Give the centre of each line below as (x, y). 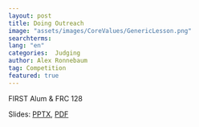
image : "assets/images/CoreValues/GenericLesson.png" (100, 31)
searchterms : (30, 38)
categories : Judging (45, 53)
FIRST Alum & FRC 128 (45, 98)
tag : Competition (37, 68)
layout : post (30, 16)
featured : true (34, 76)
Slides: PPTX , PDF (39, 114)
